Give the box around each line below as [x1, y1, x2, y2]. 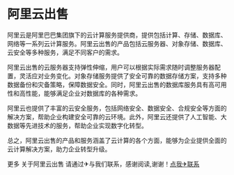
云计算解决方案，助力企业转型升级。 [7, 144, 111, 153]
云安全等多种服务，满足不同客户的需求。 [7, 48, 123, 56]
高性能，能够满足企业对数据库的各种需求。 [19, 89, 141, 98]
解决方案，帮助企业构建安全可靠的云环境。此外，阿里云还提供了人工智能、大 [7, 112, 227, 121]
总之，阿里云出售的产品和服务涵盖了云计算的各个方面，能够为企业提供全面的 [7, 136, 227, 144]
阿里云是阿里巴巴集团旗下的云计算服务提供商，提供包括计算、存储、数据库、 [7, 31, 227, 39]
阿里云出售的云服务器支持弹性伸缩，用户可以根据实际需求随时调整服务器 [7, 63, 214, 71]
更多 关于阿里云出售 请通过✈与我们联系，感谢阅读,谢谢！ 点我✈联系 [7, 160, 200, 168]
